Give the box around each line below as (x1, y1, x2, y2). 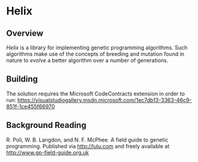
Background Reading (6, 120, 87, 130)
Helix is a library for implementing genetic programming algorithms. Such (6, 44, 188, 51)
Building (6, 74, 38, 85)
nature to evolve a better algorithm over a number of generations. (6, 57, 169, 64)
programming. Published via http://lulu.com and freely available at (6, 142, 170, 149)
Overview (6, 28, 44, 38)
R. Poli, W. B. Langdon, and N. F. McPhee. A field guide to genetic (6, 136, 169, 143)
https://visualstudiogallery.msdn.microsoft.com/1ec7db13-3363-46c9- (17, 96, 192, 103)
